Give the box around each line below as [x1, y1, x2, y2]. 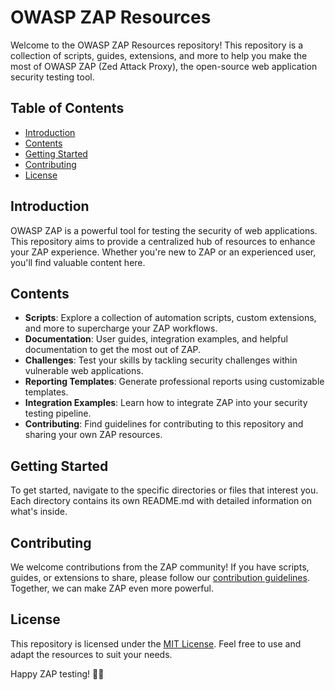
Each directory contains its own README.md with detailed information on [10, 495, 312, 507]
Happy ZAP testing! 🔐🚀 [10, 667, 105, 680]
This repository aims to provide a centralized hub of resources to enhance [10, 235, 316, 247]
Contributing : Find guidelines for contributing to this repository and [24, 418, 304, 430]
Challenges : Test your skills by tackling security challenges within [24, 354, 298, 366]
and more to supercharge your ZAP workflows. [24, 322, 218, 335]
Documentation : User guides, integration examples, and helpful [24, 333, 288, 345]
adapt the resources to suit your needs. [10, 648, 173, 660]
